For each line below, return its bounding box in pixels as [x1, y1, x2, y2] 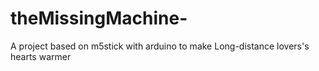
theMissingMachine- [10, 7, 188, 30]
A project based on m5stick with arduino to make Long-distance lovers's [10, 40, 310, 52]
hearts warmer [10, 50, 72, 62]
